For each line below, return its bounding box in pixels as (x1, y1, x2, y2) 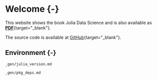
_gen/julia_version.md (5, 61, 52, 67)
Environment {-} (5, 49, 56, 57)
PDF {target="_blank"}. (5, 25, 51, 30)
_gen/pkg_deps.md (5, 70, 41, 75)
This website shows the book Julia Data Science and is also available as (5, 20, 152, 26)
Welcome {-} (5, 3, 59, 15)
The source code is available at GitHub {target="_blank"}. (5, 34, 121, 40)
